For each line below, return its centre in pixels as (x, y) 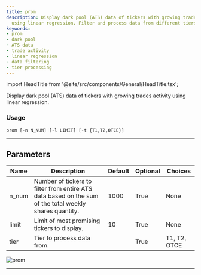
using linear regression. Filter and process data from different (96, 23)
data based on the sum (66, 196)
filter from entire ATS (63, 189)
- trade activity (28, 51)
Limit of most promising (67, 221)
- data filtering (28, 62)
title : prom (21, 12)
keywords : (19, 28)
